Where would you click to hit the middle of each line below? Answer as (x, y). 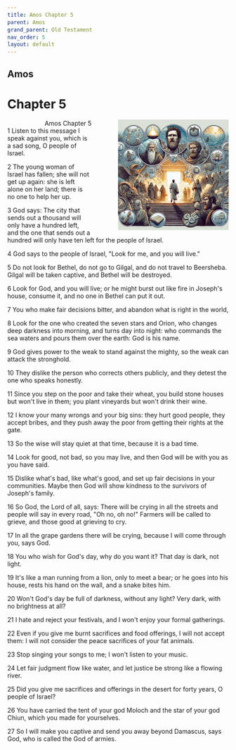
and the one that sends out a (49, 233)
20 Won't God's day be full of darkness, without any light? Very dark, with (114, 599)
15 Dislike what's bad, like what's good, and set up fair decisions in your (111, 479)
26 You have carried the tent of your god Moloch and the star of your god (113, 711)
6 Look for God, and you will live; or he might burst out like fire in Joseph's (115, 289)
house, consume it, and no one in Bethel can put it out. (86, 296)
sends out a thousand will (44, 218)
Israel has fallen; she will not (48, 174)
